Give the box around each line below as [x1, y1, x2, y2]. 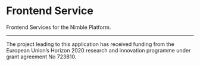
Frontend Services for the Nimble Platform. [6, 24, 111, 31]
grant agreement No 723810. [6, 53, 77, 60]
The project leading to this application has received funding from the [6, 40, 174, 48]
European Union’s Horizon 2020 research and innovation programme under [6, 47, 191, 54]
